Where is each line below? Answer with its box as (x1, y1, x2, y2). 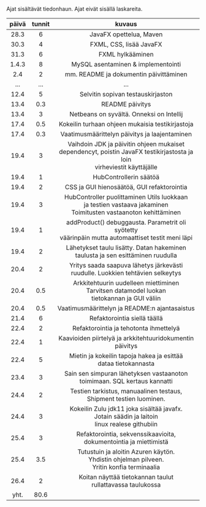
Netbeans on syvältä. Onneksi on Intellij (69, 110, 183, 118)
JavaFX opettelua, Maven (90, 30, 163, 39)
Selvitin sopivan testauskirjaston (79, 90, 173, 98)
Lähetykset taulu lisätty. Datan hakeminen (66, 244, 186, 252)
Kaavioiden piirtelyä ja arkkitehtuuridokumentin (58, 334, 194, 343)
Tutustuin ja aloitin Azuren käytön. (77, 447, 175, 456)
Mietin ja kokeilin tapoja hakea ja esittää (69, 352, 183, 360)
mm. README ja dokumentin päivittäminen (64, 70, 188, 79)
